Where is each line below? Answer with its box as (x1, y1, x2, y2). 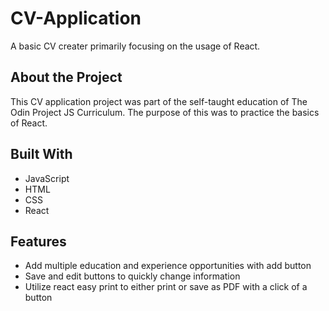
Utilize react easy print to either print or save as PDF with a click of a (24, 281, 308, 293)
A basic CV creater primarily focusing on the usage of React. (10, 40, 261, 52)
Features (10, 233, 67, 250)
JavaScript (24, 172, 70, 184)
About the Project (10, 69, 123, 86)
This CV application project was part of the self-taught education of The (10, 95, 308, 107)
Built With (10, 146, 73, 163)
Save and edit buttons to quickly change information (24, 270, 241, 282)
